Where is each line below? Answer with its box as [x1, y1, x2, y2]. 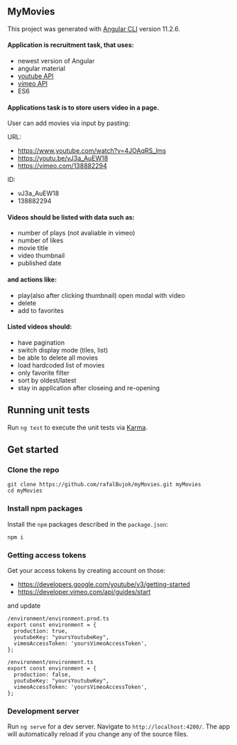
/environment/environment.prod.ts [7, 615, 110, 622]
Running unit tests [7, 404, 90, 417]
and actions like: [7, 275, 57, 284]
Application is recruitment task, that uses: [7, 41, 134, 49]
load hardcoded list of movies [17, 360, 105, 369]
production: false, [13, 671, 72, 678]
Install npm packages [7, 504, 83, 514]
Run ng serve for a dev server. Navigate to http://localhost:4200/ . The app [7, 722, 231, 731]
